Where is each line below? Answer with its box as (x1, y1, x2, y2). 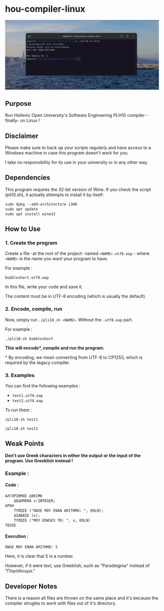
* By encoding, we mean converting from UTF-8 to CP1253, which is (5, 354, 143, 360)
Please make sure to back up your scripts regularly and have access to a (5, 144, 151, 150)
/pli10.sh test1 (5, 417, 38, 422)
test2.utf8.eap (12, 399, 43, 404)
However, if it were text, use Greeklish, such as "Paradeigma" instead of (5, 563, 150, 568)
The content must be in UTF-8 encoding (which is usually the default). (5, 294, 146, 299)
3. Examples (5, 372, 35, 379)
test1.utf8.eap (12, 393, 43, 398)
